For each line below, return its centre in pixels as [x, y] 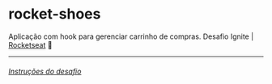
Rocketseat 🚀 [30, 44]
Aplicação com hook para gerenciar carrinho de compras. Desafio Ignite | [131, 36]
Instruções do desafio [45, 71]
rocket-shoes [55, 14]
